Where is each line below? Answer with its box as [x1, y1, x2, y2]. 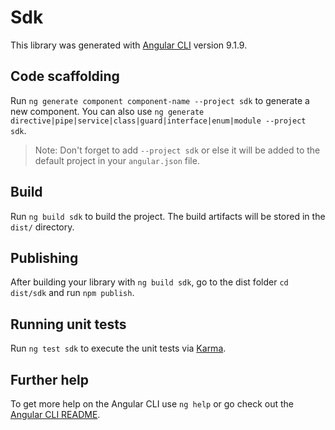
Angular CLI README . [10, 409, 101, 420]
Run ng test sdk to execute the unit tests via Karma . [10, 342, 227, 355]
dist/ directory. [10, 221, 75, 233]
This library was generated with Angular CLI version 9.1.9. [10, 39, 248, 51]
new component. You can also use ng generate [10, 105, 205, 117]
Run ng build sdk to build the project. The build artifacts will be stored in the [10, 210, 326, 222]
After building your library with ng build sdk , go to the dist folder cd [10, 276, 289, 288]
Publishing [10, 249, 79, 266]
